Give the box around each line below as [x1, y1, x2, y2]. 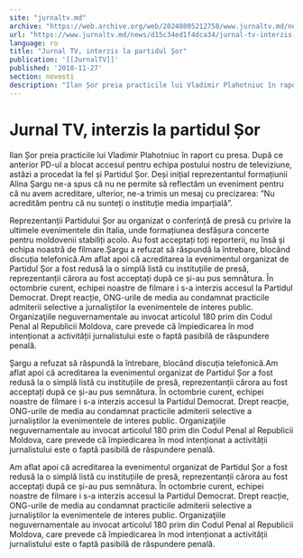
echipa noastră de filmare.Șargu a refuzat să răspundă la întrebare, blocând [9, 243, 291, 254]
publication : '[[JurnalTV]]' [9, 55, 119, 64]
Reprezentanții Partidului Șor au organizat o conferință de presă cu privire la [9, 214, 291, 226]
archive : [9, 22, 42, 31]
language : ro [9, 38, 59, 48]
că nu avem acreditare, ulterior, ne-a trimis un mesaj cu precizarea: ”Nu [9, 187, 275, 199]
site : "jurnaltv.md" [9, 13, 87, 23]
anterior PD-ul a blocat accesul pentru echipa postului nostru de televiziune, [9, 159, 293, 170]
